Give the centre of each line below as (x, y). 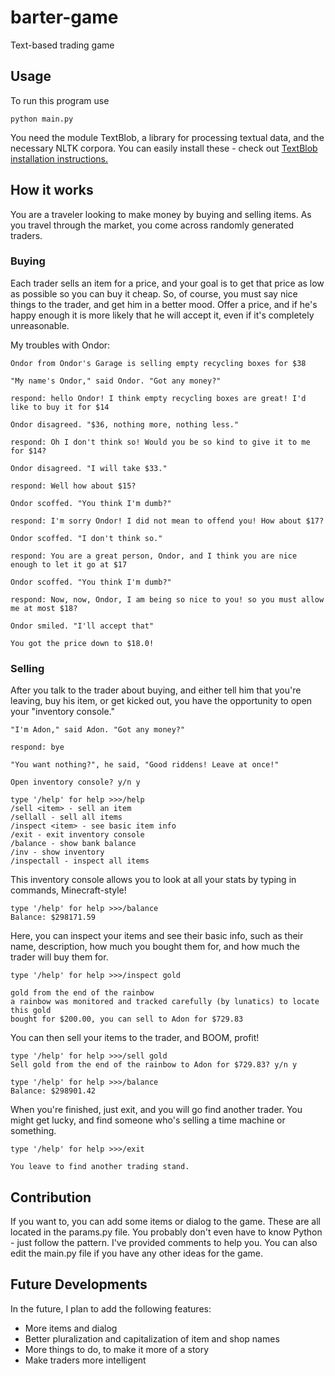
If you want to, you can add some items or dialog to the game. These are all (166, 1221)
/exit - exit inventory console (77, 835)
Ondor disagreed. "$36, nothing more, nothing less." (125, 424)
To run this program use (60, 100)
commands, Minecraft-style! (68, 890)
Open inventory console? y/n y (75, 782)
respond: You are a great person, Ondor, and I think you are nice (154, 556)
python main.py (42, 119)
